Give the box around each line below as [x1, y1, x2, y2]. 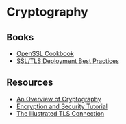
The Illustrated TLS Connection [16, 109, 105, 117]
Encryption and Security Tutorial [16, 102, 108, 110]
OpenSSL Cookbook [16, 49, 75, 58]
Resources [6, 77, 53, 88]
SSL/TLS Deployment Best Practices [16, 57, 119, 65]
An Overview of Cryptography [16, 95, 101, 103]
